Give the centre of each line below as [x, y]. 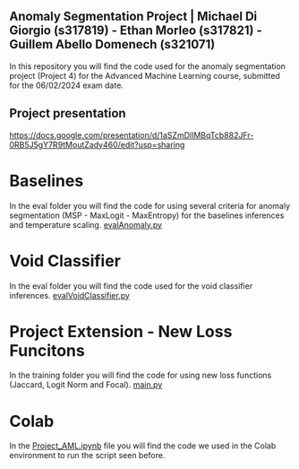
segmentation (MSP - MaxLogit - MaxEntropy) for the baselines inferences [147, 215]
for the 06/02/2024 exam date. [66, 85]
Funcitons [47, 350]
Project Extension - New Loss [121, 331]
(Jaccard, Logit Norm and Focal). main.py [86, 385]
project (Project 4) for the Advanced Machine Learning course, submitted [145, 75]
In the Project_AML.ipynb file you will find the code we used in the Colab [143, 446]
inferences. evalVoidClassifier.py [69, 295]
